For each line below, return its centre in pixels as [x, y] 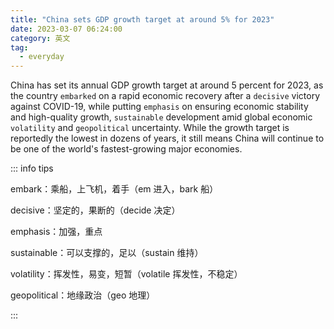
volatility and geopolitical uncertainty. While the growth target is [150, 128]
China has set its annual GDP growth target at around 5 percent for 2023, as [167, 85]
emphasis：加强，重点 [56, 232]
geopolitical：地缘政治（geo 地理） [83, 295]
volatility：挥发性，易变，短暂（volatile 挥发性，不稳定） [126, 274]
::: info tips [32, 168]
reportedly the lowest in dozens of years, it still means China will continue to [167, 138]
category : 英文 [40, 38]
